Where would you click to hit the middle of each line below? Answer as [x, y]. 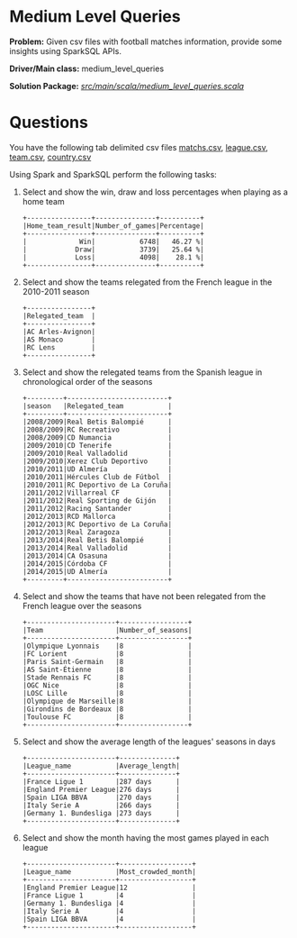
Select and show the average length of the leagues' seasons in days [149, 742]
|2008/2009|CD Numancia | [97, 437]
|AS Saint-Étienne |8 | [107, 669]
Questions [49, 123]
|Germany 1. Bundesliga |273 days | [101, 813]
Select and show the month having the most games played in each [146, 838]
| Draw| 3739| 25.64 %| [113, 250]
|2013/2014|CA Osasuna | [97, 556]
